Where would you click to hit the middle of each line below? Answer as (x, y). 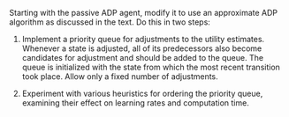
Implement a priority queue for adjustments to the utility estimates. (143, 39)
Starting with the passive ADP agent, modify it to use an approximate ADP (144, 13)
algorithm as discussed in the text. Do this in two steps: (110, 22)
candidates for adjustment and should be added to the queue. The (142, 58)
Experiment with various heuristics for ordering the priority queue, (142, 93)
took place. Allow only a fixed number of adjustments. (120, 77)
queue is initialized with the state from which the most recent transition (151, 67)
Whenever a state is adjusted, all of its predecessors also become (142, 48)
